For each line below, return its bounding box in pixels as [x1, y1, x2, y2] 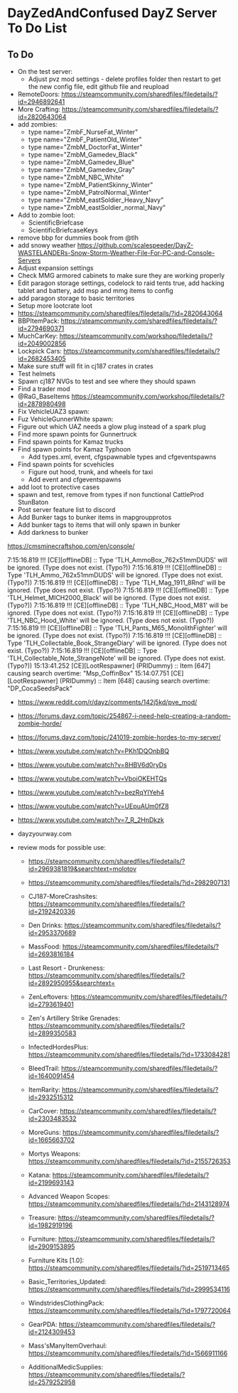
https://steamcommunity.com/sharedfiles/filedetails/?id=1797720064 [28, 1306, 231, 1315]
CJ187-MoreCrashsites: [28, 892, 98, 900]
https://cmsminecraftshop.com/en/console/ [7, 542, 135, 550]
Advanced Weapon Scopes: [28, 1192, 110, 1200]
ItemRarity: [28, 1086, 60, 1094]
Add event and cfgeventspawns [28, 475, 122, 484]
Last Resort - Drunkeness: [28, 964, 105, 972]
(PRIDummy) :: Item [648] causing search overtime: [59, 677, 210, 685]
